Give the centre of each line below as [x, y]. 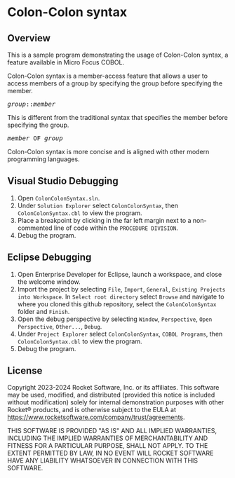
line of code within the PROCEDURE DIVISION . [116, 228]
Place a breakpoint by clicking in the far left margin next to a [104, 220]
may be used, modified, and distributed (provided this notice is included [111, 395]
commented [35, 228]
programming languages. [43, 159]
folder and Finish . [43, 311]
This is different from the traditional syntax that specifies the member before [117, 117]
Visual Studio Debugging [63, 181]
